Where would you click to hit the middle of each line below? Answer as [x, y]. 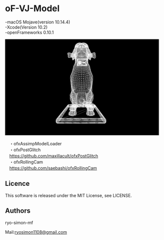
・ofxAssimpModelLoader [35, 143]
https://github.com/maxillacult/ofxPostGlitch [54, 156]
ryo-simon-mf [19, 222]
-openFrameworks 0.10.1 [30, 32]
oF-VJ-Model [32, 9]
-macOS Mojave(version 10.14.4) [38, 22]
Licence [18, 184]
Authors [18, 211]
